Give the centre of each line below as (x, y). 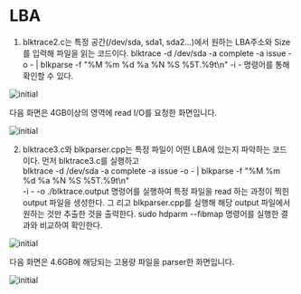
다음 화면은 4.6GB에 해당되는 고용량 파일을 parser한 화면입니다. (122, 261)
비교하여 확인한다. (71, 225)
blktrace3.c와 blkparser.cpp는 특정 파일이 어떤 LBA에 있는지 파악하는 (146, 149)
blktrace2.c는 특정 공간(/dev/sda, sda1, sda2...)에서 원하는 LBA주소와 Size (156, 42)
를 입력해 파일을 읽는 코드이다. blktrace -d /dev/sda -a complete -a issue (154, 53)
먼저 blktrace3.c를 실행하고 (91, 160)
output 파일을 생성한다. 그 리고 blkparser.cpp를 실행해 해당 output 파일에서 (156, 202)
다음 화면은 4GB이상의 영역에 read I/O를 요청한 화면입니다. (113, 112)
